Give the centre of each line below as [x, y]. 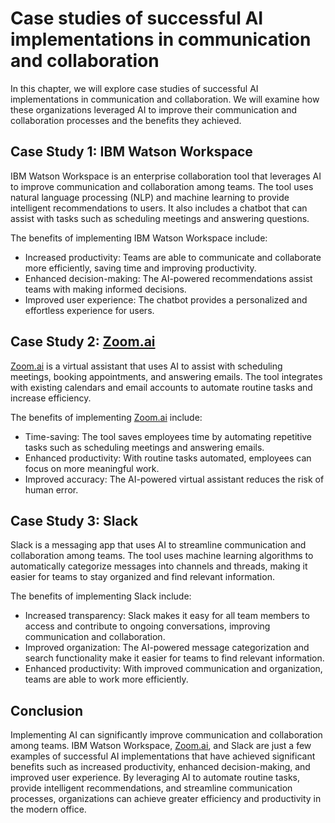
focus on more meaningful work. [92, 468]
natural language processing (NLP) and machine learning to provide [150, 197]
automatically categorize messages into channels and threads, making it [159, 566]
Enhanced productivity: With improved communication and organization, [173, 669]
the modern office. [48, 809]
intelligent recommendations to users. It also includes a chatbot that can [159, 208]
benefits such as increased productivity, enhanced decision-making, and [160, 767]
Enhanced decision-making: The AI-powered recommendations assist [168, 278]
